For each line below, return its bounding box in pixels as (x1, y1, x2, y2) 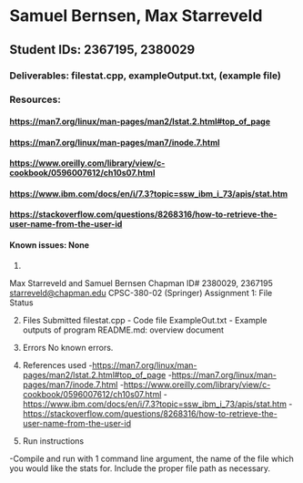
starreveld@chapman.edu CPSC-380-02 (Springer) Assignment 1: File (9, 287, 273, 298)
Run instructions (22, 435, 85, 447)
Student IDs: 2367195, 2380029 (9, 42, 196, 57)
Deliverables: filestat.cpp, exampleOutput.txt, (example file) (9, 69, 282, 82)
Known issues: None (9, 239, 89, 251)
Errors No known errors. (22, 342, 114, 353)
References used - (22, 359, 93, 370)
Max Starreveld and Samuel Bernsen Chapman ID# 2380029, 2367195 (9, 277, 273, 288)
